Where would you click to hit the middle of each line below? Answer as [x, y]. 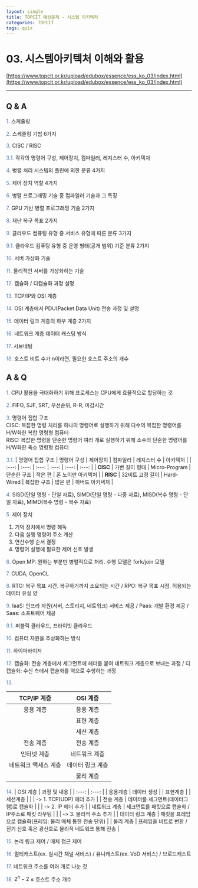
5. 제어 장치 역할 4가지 [32, 183]
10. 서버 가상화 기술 [29, 258]
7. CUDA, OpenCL [27, 573]
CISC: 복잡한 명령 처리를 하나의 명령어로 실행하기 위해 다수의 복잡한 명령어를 [94, 425]
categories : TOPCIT [30, 22]
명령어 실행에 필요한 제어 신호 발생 [54, 549]
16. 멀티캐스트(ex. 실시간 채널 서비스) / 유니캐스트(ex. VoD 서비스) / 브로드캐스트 [99, 854]
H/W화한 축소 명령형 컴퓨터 [37, 447]
